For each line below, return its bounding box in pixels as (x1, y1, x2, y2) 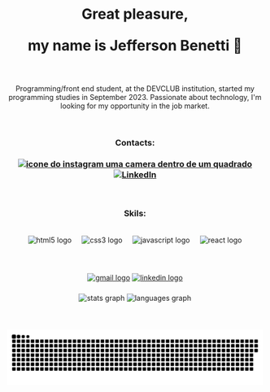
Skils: (124, 208, 146, 220)
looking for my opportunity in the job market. (60, 101, 210, 111)
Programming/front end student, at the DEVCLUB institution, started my (15, 84, 255, 94)
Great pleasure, (81, 5, 189, 24)
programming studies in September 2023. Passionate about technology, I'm (8, 93, 262, 102)
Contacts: (115, 137, 155, 149)
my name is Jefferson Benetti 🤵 (28, 37, 242, 55)
